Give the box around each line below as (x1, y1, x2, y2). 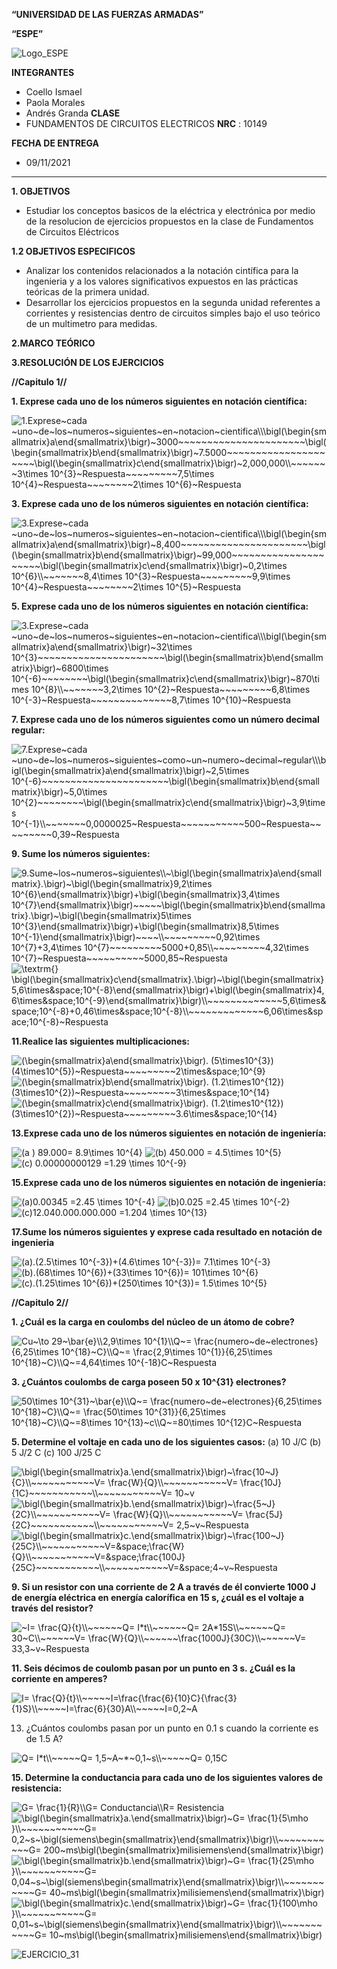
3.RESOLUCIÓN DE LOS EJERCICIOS (11, 357, 164, 368)
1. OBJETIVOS (11, 185, 71, 197)
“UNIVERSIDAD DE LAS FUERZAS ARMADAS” (11, 9, 204, 20)
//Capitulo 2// (11, 1297, 69, 1308)
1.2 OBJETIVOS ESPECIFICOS (11, 245, 136, 257)
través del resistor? (11, 1602, 94, 1614)
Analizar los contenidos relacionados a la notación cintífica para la (25, 265, 299, 276)
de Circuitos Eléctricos (25, 226, 120, 238)
